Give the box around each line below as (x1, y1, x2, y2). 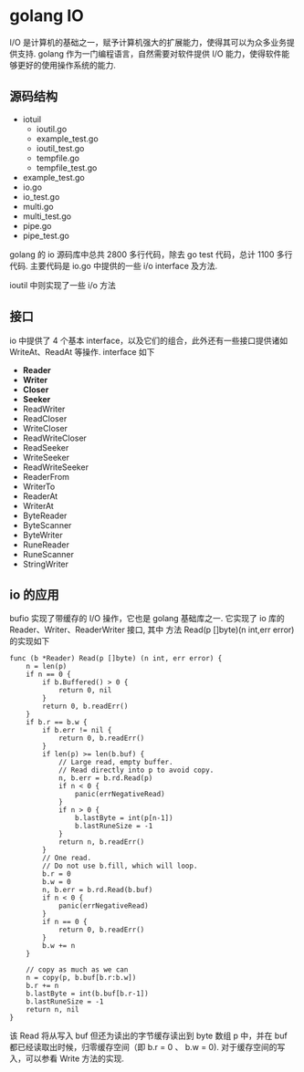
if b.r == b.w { (26, 718, 89, 727)
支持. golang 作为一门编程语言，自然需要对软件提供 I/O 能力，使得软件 (16, 47, 282, 59)
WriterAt (22, 500, 55, 511)
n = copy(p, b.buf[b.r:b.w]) (26, 973, 137, 983)
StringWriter (22, 558, 69, 569)
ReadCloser (22, 412, 68, 424)
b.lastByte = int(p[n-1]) (74, 814, 173, 823)
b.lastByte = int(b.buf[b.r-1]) (26, 989, 149, 999)
